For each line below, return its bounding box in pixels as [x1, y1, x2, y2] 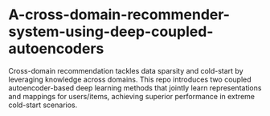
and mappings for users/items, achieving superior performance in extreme [8, 91, 256, 101]
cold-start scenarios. [8, 100, 78, 110]
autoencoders [8, 40, 104, 58]
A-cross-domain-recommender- [8, 6, 231, 24]
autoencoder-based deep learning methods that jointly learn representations [8, 82, 262, 93]
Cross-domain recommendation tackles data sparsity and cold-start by [8, 66, 243, 75]
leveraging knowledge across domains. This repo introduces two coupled [8, 74, 252, 84]
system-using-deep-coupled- [8, 22, 214, 41]
